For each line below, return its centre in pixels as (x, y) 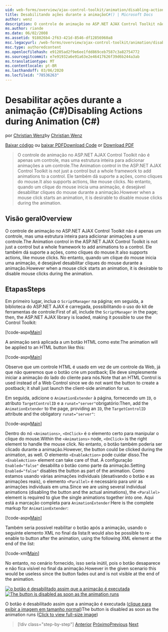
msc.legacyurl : (21, 43)
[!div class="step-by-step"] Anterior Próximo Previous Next (78, 624)
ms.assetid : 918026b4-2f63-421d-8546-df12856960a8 (59, 38)
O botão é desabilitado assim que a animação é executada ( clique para (78, 604)
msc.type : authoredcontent (33, 47)
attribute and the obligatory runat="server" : (50, 414)
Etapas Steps (25, 289)
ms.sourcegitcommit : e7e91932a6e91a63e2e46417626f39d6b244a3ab (72, 57)
